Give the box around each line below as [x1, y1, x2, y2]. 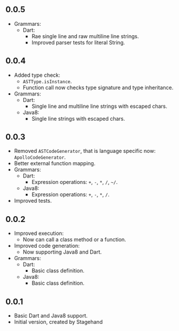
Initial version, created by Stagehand [13, 319, 103, 326]
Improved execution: [13, 230, 64, 237]
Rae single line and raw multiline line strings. [31, 32, 139, 40]
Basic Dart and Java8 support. [13, 312, 88, 319]
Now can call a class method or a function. [22, 236, 127, 243]
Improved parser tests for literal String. [31, 39, 126, 46]
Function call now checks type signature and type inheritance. [22, 84, 174, 91]
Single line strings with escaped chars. [31, 115, 126, 122]
